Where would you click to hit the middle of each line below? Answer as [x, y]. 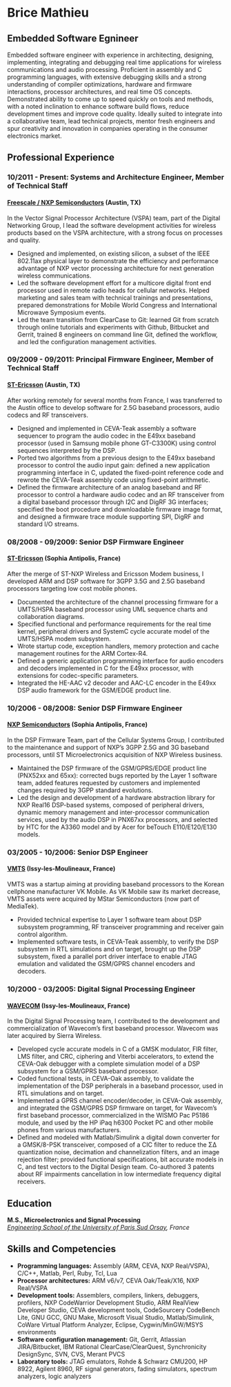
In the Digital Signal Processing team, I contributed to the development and [113, 1021]
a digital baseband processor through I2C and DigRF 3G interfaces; [113, 502]
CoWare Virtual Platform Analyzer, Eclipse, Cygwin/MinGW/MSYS [110, 1325]
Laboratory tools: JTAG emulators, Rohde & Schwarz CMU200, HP [112, 1361]
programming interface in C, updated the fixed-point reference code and [120, 472]
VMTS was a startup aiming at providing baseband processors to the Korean [116, 884]
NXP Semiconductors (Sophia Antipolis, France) [78, 724]
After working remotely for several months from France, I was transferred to [115, 400]
